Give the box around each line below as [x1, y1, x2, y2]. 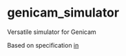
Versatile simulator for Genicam [7, 28, 96, 36]
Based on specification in [7, 41, 79, 49]
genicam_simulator [7, 5, 119, 21]
